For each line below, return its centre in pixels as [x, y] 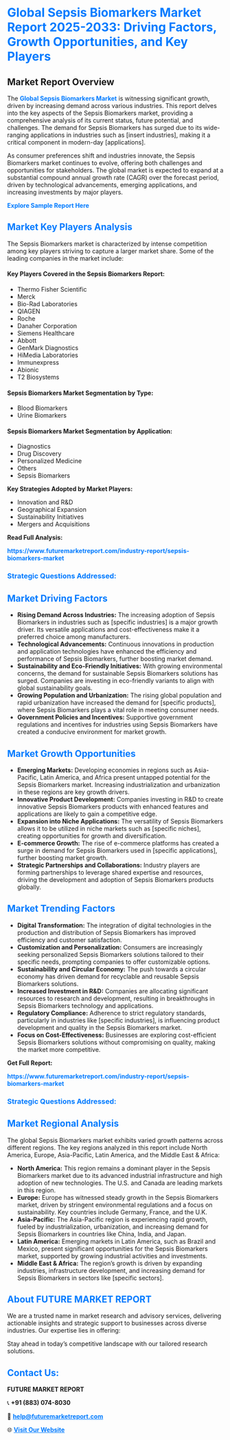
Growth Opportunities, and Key [97, 42]
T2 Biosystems [38, 377]
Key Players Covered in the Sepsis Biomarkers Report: [86, 274]
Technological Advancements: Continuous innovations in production [115, 644]
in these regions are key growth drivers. [73, 792]
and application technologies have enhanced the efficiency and [107, 652]
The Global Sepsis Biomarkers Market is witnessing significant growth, [108, 98]
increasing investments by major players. [65, 192]
